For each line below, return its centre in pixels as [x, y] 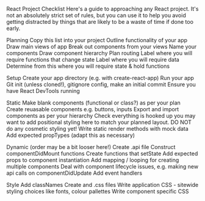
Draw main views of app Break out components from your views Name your [102, 46]
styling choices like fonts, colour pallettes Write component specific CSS [98, 191]
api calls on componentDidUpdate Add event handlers [74, 173]
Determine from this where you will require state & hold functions [88, 66]
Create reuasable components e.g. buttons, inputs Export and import [93, 109]
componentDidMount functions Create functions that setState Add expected [102, 153]
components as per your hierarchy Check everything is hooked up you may [101, 116]
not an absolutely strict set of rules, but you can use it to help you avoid [96, 15]
